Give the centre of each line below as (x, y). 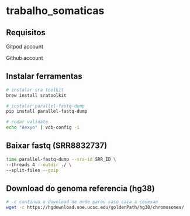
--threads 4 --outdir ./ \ (39, 165)
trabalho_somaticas (55, 11)
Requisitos (26, 33)
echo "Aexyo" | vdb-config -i (43, 127)
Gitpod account (25, 46)
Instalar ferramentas (44, 77)
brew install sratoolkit (36, 95)
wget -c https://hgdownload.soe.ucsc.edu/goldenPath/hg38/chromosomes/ (95, 207)
